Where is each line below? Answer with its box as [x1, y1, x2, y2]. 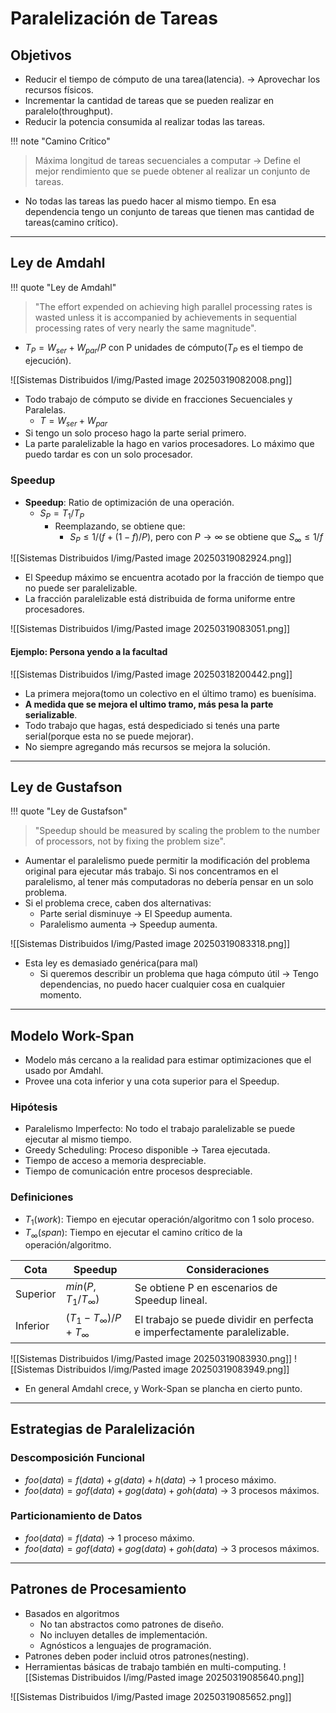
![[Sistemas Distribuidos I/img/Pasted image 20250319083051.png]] [10, 623, 291, 635]
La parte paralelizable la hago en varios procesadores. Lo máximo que [24, 438, 315, 450]
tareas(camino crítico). [24, 217, 119, 228]
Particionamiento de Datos [10, 1509, 143, 1523]
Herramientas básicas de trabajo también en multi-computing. [24, 1660, 282, 1672]
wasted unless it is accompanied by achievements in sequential [34, 311, 297, 323]
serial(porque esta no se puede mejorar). [24, 730, 194, 742]
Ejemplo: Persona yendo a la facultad [10, 645, 168, 657]
